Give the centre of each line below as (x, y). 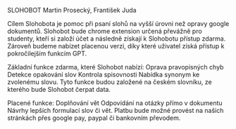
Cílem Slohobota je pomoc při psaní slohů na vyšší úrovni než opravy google (118, 23)
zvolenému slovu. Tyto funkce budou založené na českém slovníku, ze (110, 82)
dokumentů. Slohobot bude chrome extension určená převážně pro (105, 31)
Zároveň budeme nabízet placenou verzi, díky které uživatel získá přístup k (116, 46)
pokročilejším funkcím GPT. (47, 53)
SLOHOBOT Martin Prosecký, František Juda (72, 10)
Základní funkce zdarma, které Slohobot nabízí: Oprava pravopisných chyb (116, 67)
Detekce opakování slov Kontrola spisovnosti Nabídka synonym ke (104, 74)
